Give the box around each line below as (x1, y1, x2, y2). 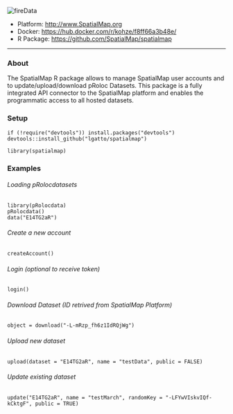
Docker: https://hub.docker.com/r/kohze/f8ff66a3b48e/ (17, 28, 177, 35)
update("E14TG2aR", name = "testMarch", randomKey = (7, 394, 163, 401)
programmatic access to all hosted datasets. (7, 96, 134, 105)
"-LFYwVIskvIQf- (165, 394, 213, 401)
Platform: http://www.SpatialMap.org (17, 20, 123, 28)
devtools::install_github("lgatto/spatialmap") (7, 135, 148, 142)
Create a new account (7, 228, 71, 237)
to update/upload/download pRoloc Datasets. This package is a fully (7, 82, 202, 90)
